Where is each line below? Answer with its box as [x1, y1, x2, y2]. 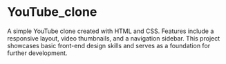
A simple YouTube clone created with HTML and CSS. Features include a [7, 27, 214, 35]
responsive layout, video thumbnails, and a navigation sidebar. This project [7, 34, 220, 42]
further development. [7, 49, 68, 57]
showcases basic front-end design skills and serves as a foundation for [7, 41, 211, 50]
